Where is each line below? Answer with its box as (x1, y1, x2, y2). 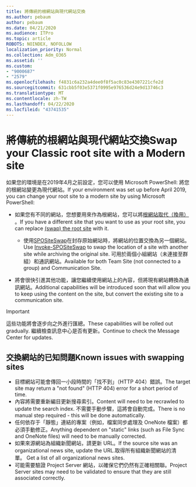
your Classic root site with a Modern (6, 146, 185, 160)
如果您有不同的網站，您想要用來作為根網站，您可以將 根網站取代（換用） (14, 211, 189, 218)
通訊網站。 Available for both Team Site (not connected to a (39, 258, 181, 265)
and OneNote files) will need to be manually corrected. (14, 433, 147, 440)
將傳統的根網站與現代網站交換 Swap (6, 133, 177, 147)
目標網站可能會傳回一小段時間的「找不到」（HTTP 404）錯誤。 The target (14, 378, 191, 385)
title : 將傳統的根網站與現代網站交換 (6, 8, 86, 15)
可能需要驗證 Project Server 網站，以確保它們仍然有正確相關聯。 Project (14, 462, 187, 469)
